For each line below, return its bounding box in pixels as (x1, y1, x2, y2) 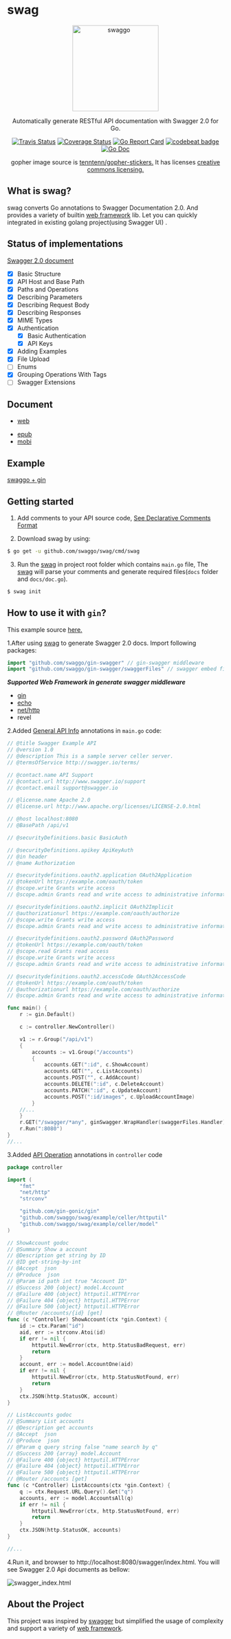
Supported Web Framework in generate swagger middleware (7, 678, 186, 686)
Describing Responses (16, 308, 81, 316)
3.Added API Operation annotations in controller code (7, 1150, 163, 1158)
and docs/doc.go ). (16, 575, 68, 583)
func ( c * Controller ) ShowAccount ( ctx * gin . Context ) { (7, 1316, 168, 1323)
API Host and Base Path (16, 277, 85, 285)
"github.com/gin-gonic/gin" (19, 1208, 100, 1215)
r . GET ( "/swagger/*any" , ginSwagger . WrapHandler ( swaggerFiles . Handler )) (19, 1119, 229, 1126)
